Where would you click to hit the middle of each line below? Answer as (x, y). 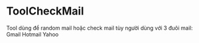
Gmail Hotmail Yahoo (33, 34)
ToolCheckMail (45, 11)
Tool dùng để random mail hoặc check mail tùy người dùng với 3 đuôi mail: (100, 28)
